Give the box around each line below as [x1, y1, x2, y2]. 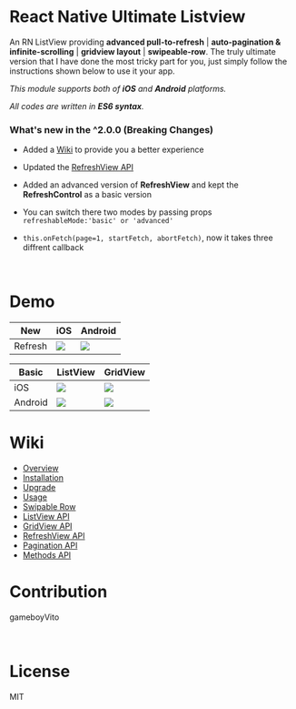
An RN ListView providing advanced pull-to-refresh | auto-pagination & [9, 36, 281, 47]
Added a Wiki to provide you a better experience [22, 144, 204, 156]
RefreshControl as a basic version [22, 189, 153, 200]
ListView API [22, 511, 70, 522]
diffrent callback [22, 242, 84, 253]
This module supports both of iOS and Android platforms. [9, 83, 227, 94]
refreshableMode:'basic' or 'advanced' [22, 217, 174, 226]
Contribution [9, 582, 108, 603]
